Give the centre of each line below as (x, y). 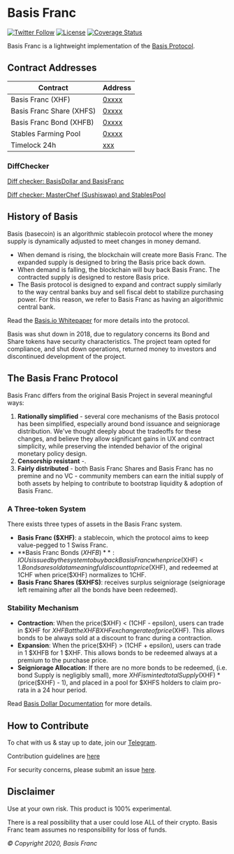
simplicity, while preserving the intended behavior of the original (110, 446)
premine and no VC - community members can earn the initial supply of (120, 476)
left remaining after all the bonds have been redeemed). (97, 589)
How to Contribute (48, 725)
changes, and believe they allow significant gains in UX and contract (116, 439)
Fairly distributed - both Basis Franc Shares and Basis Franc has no (115, 468)
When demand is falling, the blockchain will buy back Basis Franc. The (119, 269)
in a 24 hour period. (59, 690)
